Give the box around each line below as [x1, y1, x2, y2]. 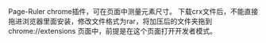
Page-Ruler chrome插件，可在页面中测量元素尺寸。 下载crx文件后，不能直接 [8, 7, 259, 16]
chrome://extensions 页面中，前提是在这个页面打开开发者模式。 [8, 27, 217, 35]
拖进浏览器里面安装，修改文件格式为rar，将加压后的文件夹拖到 [8, 16, 213, 26]
